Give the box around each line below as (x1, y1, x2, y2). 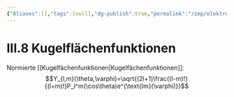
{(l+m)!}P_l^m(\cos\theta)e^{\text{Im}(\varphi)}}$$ (44, 82, 189, 90)
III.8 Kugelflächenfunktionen (6, 40, 176, 56)
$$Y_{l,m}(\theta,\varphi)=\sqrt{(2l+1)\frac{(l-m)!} (45, 74, 188, 82)
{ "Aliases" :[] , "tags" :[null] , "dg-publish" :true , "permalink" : (6, 10, 189, 17)
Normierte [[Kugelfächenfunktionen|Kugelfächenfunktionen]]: (6, 64, 184, 72)
